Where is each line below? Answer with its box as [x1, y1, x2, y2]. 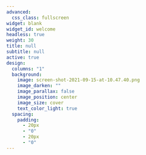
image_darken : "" [17, 83, 61, 89]
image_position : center [17, 94, 78, 100]
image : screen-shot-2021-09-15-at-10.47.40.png [17, 77, 140, 83]
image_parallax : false [17, 88, 75, 95]
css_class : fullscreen [12, 15, 69, 21]
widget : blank [6, 20, 43, 26]
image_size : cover [17, 99, 64, 106]
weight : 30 [6, 37, 34, 43]
